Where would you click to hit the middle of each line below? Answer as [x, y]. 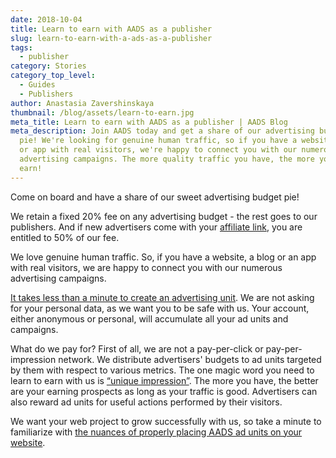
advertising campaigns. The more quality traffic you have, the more [167, 159]
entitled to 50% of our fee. [65, 237]
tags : [21, 47]
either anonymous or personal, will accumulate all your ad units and [149, 318]
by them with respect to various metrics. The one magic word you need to [162, 370]
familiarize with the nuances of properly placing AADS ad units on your [156, 432]
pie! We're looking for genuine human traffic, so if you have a [158, 141]
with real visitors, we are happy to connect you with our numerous [146, 267]
